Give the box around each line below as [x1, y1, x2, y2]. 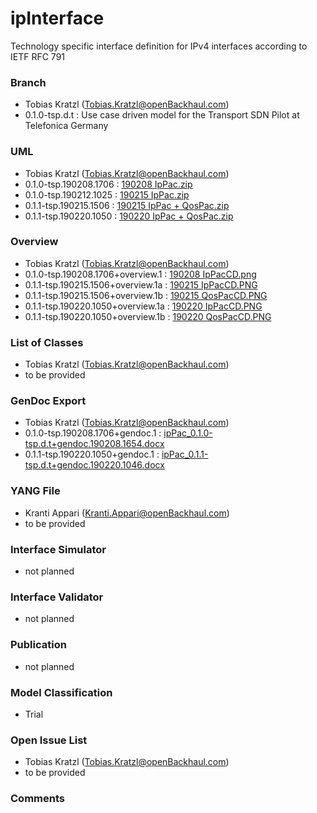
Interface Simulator [10, 542, 107, 556]
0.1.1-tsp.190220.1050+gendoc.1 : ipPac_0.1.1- [24, 448, 209, 461]
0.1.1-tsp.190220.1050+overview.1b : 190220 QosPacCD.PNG [24, 310, 272, 322]
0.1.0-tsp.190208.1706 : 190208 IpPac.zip [24, 178, 193, 190]
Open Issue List [10, 733, 88, 747]
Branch [10, 75, 47, 89]
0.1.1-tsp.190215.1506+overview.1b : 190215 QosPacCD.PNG [24, 289, 268, 301]
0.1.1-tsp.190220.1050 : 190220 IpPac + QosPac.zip [24, 210, 234, 222]
